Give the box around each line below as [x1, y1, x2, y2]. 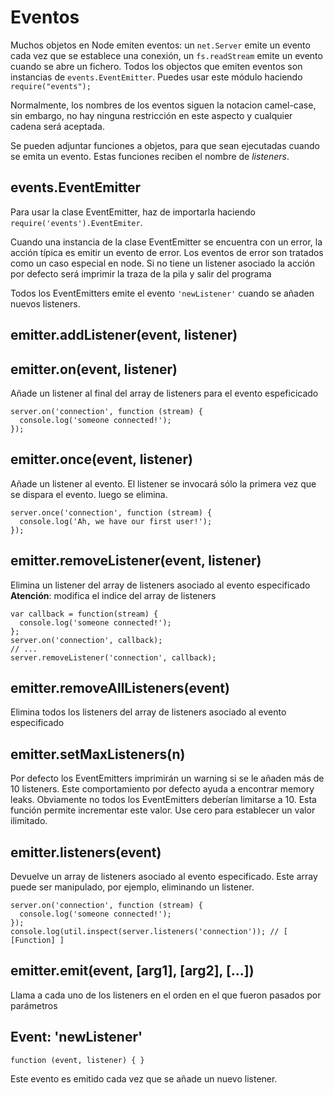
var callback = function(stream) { [10, 609, 159, 619]
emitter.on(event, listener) [10, 361, 178, 378]
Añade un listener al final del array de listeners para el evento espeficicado [10, 387, 319, 399]
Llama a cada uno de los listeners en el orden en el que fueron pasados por [10, 989, 322, 1001]
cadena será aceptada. [10, 120, 105, 132]
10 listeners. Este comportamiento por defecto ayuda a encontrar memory [10, 783, 315, 795]
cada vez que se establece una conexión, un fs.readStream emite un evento [10, 49, 323, 61]
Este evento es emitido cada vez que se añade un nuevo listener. [10, 1072, 278, 1085]
